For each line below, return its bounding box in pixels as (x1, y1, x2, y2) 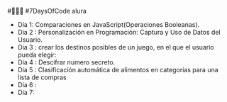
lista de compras (17, 73, 67, 81)
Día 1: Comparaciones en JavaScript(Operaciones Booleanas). (17, 21, 200, 28)
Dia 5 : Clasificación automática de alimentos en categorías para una (17, 66, 218, 74)
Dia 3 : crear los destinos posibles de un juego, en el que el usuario (17, 43, 214, 51)
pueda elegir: (17, 50, 57, 59)
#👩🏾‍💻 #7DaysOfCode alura (7, 7, 87, 15)
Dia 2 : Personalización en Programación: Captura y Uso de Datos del (17, 28, 221, 36)
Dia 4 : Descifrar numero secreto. (17, 58, 116, 67)
